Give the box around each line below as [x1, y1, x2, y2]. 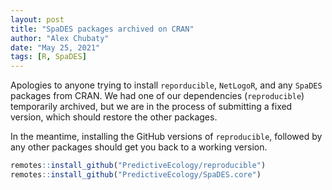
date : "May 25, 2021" [10, 42, 101, 53]
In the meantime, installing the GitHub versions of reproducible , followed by [10, 131, 323, 143]
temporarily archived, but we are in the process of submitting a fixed [10, 101, 293, 113]
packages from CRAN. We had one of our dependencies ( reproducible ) [10, 90, 305, 102]
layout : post [10, 14, 65, 25]
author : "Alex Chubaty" [10, 33, 110, 43]
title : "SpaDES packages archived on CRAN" [10, 24, 195, 34]
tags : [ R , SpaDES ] [10, 52, 87, 62]
